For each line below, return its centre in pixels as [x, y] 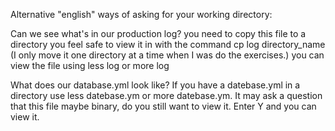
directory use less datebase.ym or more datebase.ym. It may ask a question [166, 95]
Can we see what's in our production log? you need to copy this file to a [158, 33]
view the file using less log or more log [90, 65]
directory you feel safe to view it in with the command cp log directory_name [168, 44]
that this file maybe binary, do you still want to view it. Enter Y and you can [163, 106]
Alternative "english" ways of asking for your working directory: [141, 14]
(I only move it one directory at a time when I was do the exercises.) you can [167, 55]
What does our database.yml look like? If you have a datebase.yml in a [155, 85]
